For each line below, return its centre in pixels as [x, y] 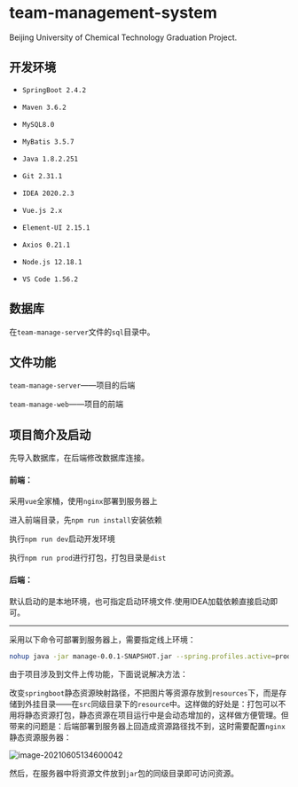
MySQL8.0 [38, 124]
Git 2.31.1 [42, 176]
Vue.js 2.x [42, 210]
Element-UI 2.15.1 [56, 228]
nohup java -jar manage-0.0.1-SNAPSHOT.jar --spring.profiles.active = [142, 656]
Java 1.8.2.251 [50, 159]
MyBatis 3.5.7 [48, 142]
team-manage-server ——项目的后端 [72, 385]
